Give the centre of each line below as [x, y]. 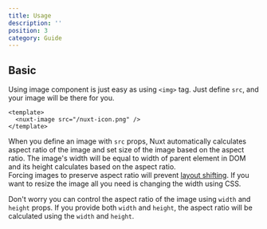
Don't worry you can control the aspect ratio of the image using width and [130, 199]
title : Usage [30, 16]
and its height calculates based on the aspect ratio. [92, 167]
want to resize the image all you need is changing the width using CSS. [125, 184]
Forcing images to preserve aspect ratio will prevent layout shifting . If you [129, 176]
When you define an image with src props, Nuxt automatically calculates [128, 141]
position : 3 [28, 30]
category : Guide [35, 38]
